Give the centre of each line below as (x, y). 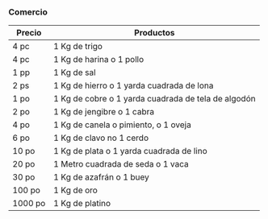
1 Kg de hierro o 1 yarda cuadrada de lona (134, 85)
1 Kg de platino (82, 204)
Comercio (28, 12)
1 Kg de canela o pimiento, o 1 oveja (122, 125)
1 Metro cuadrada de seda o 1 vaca (121, 164)
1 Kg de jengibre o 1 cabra (104, 112)
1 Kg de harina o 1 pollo (99, 60)
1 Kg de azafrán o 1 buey (101, 177)
